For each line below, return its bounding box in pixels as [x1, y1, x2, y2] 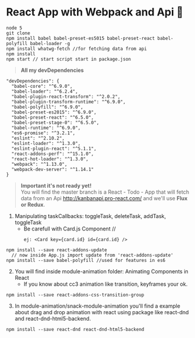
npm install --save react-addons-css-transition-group [6, 292, 145, 298]
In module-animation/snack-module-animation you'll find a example [14, 302, 181, 309]
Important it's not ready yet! [20, 182, 92, 189]
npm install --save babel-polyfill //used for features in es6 [6, 257, 166, 263]
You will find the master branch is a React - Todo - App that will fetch [20, 188, 190, 195]
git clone [6, 30, 31, 36]
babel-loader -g [30, 40, 70, 46]
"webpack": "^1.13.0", [11, 161, 68, 167]
